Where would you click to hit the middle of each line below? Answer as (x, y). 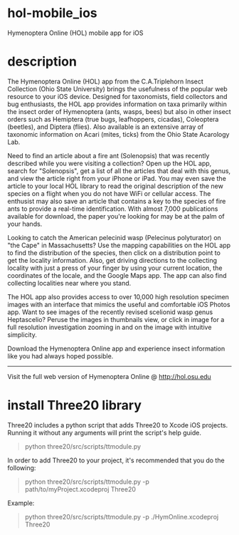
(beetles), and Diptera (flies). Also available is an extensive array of (106, 127)
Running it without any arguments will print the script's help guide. (104, 432)
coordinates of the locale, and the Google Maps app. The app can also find (117, 275)
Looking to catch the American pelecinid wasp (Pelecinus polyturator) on (115, 237)
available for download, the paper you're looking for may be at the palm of (116, 216)
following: (22, 467)
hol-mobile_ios (52, 13)
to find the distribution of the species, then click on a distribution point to (114, 253)
